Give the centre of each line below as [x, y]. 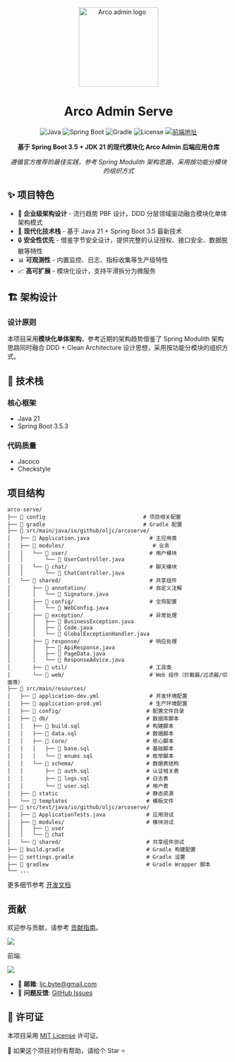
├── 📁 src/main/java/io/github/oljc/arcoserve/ [79, 531]
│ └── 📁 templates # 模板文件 [91, 801]
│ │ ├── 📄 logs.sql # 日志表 [88, 779]
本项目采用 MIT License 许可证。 [55, 1035]
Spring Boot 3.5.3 [43, 426]
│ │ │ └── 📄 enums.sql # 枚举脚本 [91, 756]
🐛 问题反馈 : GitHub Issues [55, 993]
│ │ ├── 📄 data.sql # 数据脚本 [91, 734]
